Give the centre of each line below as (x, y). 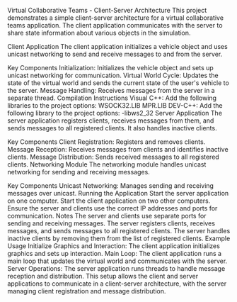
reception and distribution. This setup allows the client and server (103, 276)
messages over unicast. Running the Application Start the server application (118, 193)
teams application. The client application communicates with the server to (115, 25)
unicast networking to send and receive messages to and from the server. (115, 54)
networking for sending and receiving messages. (79, 172)
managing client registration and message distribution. (87, 291)
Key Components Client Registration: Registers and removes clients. (106, 142)
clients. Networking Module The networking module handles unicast (107, 164)
